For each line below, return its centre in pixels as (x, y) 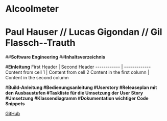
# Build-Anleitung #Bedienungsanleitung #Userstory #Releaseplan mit (81, 87)
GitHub (13, 114)
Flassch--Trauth (40, 43)
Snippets (15, 104)
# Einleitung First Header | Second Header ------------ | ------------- (78, 67)
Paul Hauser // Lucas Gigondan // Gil (84, 32)
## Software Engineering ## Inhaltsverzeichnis (55, 57)
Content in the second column (37, 78)
